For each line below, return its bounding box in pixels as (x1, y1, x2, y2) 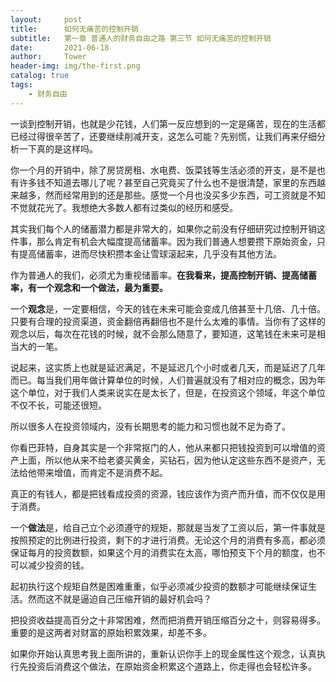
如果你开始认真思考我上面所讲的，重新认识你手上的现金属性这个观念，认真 (10, 647, 317, 660)
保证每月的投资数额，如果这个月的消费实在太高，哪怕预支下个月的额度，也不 (10, 546, 326, 558)
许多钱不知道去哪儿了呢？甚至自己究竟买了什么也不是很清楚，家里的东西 (18, 176, 317, 188)
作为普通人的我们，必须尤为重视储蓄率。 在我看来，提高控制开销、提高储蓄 (10, 269, 317, 281)
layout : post (10, 14, 83, 25)
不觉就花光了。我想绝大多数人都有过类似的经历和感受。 (10, 201, 238, 213)
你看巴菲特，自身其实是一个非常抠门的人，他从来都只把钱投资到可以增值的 (10, 441, 317, 453)
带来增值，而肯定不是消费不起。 (36, 466, 168, 478)
